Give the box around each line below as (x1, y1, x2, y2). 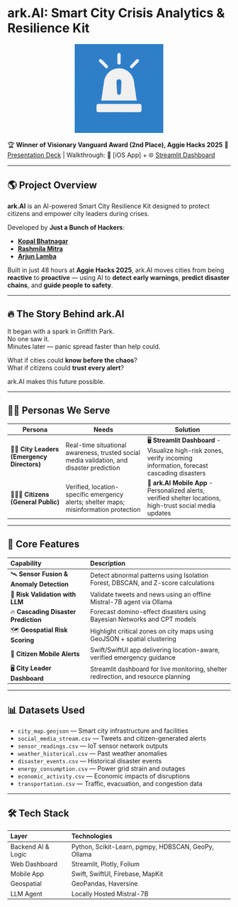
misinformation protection (65, 505, 141, 513)
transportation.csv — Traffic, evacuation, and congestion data (17, 780, 203, 788)
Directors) (10, 460, 41, 468)
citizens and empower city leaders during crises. (7, 209, 150, 218)
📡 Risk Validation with (10, 590, 76, 599)
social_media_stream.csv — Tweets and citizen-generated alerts (17, 734, 207, 742)
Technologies (71, 832, 113, 840)
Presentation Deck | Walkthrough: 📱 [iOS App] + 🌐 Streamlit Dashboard (7, 151, 215, 159)
